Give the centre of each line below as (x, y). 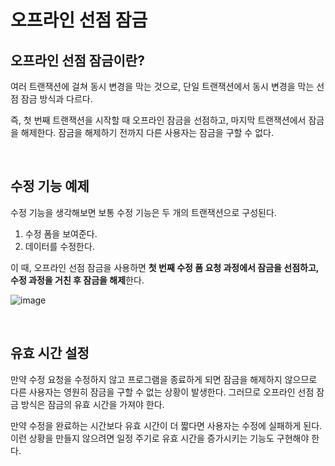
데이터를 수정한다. (59, 246)
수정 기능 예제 (50, 186)
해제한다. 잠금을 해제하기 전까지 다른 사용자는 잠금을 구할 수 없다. (147, 132)
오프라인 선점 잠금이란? (77, 60)
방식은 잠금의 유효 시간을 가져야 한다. (92, 404)
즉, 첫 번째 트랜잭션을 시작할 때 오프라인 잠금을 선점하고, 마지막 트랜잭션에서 (158, 120)
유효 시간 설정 (50, 353)
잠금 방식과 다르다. (56, 99)
